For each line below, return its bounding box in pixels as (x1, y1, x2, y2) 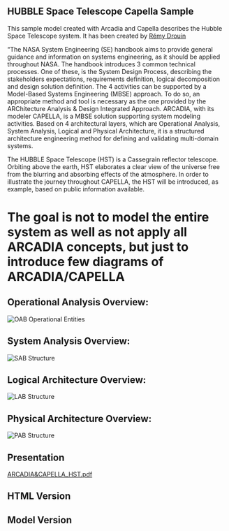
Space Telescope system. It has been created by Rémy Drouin (7, 31, 186, 40)
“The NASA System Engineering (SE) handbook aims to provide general (7, 45, 213, 53)
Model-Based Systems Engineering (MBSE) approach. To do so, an (7, 89, 200, 98)
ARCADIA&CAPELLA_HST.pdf (7, 470, 93, 479)
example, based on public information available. (7, 184, 145, 193)
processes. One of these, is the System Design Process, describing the (7, 67, 212, 75)
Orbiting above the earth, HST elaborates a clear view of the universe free (7, 162, 220, 170)
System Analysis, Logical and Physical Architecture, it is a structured (7, 126, 205, 135)
